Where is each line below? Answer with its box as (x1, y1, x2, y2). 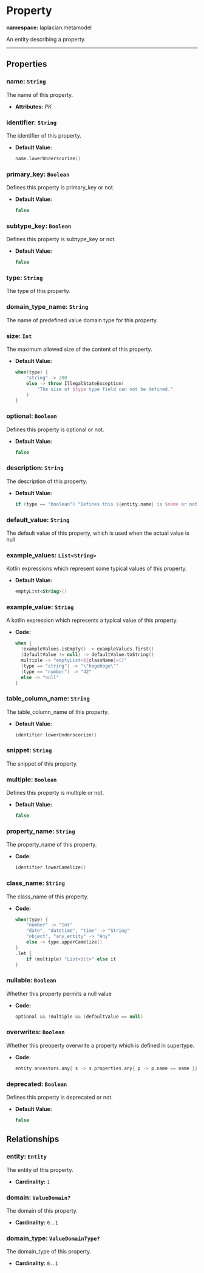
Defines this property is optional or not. (6, 426, 104, 433)
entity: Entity (6, 1152, 47, 1161)
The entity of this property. (6, 1166, 73, 1173)
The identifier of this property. (6, 132, 82, 139)
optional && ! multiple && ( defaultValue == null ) (15, 1014, 144, 1020)
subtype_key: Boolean (6, 222, 72, 230)
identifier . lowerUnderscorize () (15, 732, 97, 738)
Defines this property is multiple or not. (6, 789, 104, 797)
